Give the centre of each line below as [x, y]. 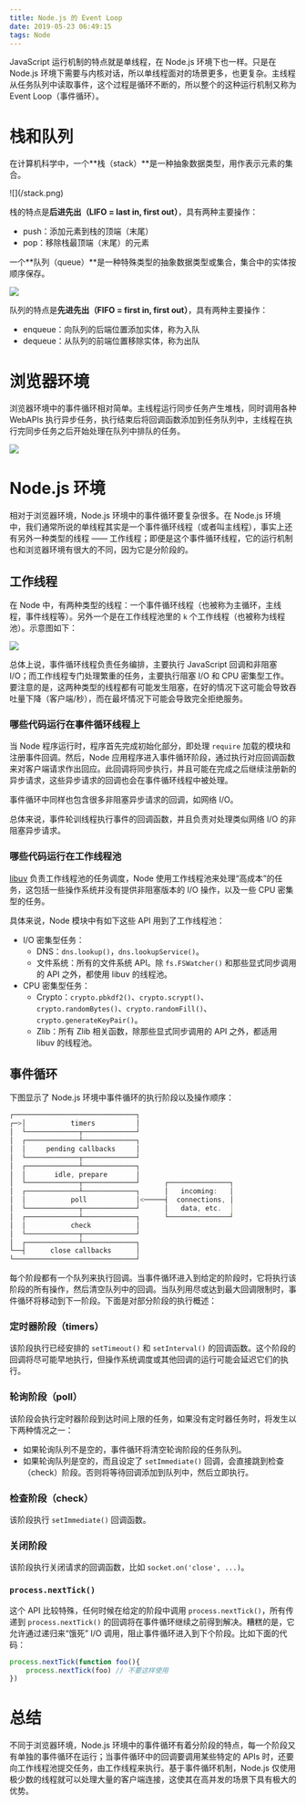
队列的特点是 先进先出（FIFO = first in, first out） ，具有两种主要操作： [139, 310]
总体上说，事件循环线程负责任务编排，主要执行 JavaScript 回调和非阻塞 [143, 664]
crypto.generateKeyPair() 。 [89, 1020]
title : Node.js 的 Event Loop [66, 18]
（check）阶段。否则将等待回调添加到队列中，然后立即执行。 [138, 1472]
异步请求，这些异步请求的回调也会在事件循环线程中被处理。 [121, 781]
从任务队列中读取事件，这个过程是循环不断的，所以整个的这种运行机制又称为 [153, 85]
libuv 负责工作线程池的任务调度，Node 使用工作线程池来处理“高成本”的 [142, 878]
